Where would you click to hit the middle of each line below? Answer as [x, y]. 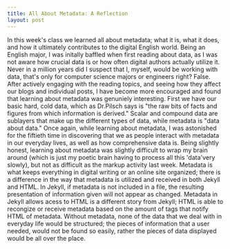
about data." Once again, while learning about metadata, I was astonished [112, 128]
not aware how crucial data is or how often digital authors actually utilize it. [114, 62]
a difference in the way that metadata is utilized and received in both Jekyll [114, 179]
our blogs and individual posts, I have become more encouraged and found [114, 91]
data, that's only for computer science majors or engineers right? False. [109, 76]
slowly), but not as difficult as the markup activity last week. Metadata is [110, 165]
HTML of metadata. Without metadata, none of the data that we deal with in [115, 216]
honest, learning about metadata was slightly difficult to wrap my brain [108, 150]
